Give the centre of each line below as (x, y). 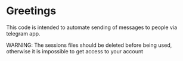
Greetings (31, 11)
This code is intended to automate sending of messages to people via (92, 27)
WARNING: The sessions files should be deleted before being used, (89, 45)
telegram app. (23, 33)
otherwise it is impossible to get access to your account (75, 51)
